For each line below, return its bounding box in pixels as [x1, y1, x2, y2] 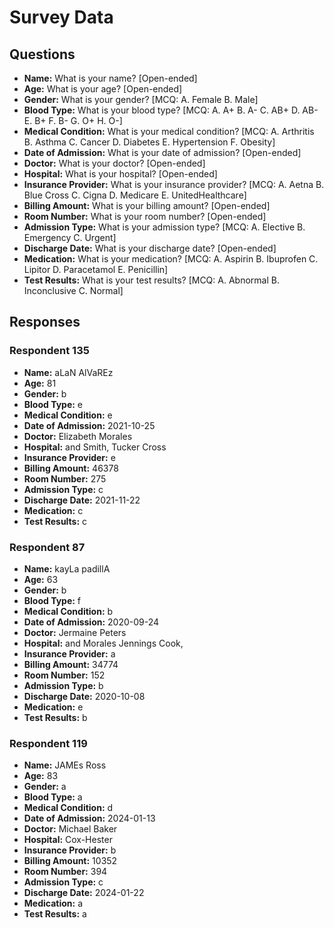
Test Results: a [23, 908, 87, 920]
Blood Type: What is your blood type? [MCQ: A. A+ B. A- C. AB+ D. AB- [23, 104, 319, 116]
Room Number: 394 [23, 866, 108, 878]
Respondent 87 [9, 540, 86, 554]
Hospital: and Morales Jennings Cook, [23, 637, 184, 649]
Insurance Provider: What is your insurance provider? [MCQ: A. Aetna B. [23, 179, 325, 190]
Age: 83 [23, 770, 59, 782]
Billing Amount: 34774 [23, 658, 119, 670]
